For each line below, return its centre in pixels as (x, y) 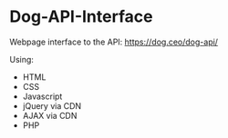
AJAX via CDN (50, 115)
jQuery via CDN (52, 105)
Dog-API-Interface (81, 17)
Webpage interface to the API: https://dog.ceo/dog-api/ (114, 42)
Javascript (42, 96)
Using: (22, 59)
